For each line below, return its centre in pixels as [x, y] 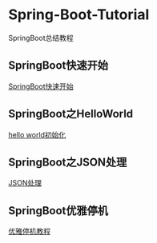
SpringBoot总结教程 [41, 38]
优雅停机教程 [29, 231]
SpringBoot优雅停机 [58, 211]
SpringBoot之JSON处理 [68, 162]
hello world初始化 [37, 134]
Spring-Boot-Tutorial [79, 15]
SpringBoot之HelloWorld [71, 114]
